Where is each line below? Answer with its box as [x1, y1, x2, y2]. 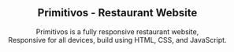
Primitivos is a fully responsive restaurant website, [35, 26, 199, 36]
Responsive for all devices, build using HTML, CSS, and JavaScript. [8, 35, 227, 44]
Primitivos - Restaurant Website [37, 6, 198, 19]
